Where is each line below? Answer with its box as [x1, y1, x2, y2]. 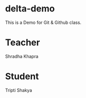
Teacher [5, 37, 40, 48]
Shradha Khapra [5, 53, 39, 59]
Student [5, 71, 39, 82]
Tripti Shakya [5, 87, 32, 93]
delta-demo [5, 3, 55, 14]
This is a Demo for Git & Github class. [5, 19, 82, 25]
